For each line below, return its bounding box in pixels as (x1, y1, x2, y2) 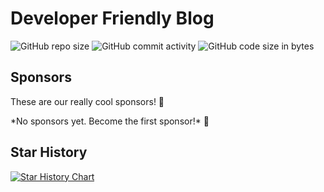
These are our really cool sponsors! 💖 (10, 95, 165, 107)
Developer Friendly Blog (10, 7, 215, 30)
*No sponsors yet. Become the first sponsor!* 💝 (10, 115, 210, 127)
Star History (10, 144, 88, 161)
